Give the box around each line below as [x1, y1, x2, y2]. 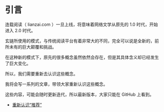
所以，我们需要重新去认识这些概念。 [5, 71, 78, 76]
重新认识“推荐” [12, 102, 42, 108]
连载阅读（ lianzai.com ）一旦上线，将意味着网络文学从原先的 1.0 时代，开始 [5, 21, 158, 27]
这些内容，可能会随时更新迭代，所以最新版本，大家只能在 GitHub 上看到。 [5, 91, 154, 97]
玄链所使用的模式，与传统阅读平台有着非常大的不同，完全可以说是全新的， [5, 37, 155, 44]
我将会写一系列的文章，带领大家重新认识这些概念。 [5, 81, 108, 87]
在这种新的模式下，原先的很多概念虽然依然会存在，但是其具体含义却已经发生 [5, 54, 159, 60]
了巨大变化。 [5, 60, 31, 66]
